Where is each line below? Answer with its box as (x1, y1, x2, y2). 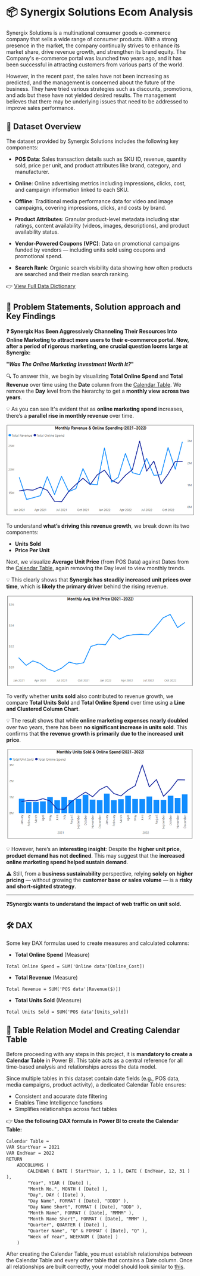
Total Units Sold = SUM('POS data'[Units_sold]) (6, 1009, 129, 1015)
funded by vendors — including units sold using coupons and (14, 246, 165, 253)
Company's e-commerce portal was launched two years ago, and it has (6, 54, 182, 62)
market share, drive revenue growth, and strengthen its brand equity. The (6, 48, 186, 55)
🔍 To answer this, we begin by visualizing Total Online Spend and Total (6, 372, 183, 380)
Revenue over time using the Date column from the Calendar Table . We (6, 381, 182, 388)
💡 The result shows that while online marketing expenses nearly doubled (6, 717, 189, 724)
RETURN (6, 1156, 23, 1162)
